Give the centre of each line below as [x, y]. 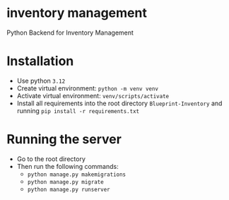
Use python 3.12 [41, 81]
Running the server [64, 140]
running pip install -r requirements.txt [78, 110]
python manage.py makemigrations [77, 175]
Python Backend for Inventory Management [70, 33]
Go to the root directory [51, 159]
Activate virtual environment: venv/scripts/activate [93, 95]
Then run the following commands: [67, 166]
